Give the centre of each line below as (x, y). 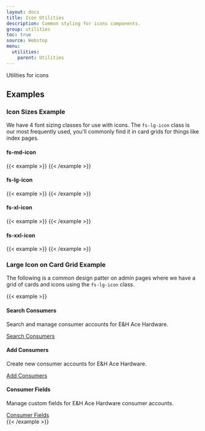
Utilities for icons (28, 75)
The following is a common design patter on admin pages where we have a (101, 278)
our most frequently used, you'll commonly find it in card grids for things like (103, 132)
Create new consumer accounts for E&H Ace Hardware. (76, 364)
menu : (13, 47)
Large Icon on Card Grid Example (56, 265)
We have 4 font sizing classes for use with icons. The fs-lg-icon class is (98, 125)
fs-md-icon (21, 152)
